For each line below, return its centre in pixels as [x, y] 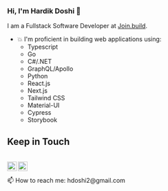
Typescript [43, 47]
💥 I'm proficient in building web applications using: [89, 39]
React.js [39, 83]
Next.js [38, 91]
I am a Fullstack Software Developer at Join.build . [77, 26]
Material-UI [43, 105]
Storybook [42, 120]
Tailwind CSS [46, 98]
